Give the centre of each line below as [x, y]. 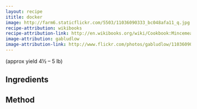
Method [20, 100]
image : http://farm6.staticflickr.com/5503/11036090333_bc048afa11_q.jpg [98, 22]
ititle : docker [24, 17]
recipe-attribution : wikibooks [44, 28]
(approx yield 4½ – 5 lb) [34, 61]
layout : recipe [24, 11]
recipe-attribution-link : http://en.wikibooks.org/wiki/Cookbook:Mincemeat [100, 34]
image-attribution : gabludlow [43, 39]
